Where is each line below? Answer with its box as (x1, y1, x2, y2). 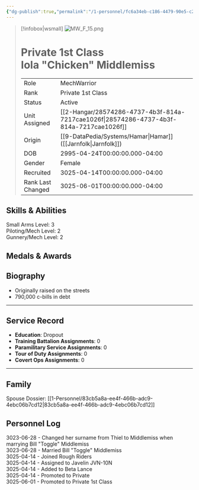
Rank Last (23, 178, 52, 186)
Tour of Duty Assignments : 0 (14, 350, 88, 357)
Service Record (6, 315, 64, 325)
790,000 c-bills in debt (14, 293, 70, 300)
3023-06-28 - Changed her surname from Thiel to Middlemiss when (6, 434, 174, 441)
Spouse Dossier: (6, 395, 46, 402)
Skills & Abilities (6, 205, 67, 215)
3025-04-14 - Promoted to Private (6, 472, 90, 479)
